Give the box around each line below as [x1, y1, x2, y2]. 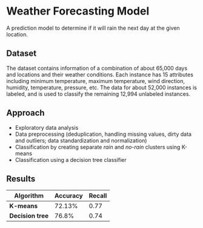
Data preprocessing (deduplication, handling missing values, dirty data [15, 130, 192, 138]
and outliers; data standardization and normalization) [15, 136, 147, 144]
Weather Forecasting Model [6, 4, 150, 18]
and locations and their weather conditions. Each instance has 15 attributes [6, 71, 194, 78]
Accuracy [54, 192, 83, 200]
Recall [88, 192, 107, 200]
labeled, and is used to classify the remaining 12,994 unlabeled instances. [6, 90, 191, 98]
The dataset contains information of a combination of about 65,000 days [6, 64, 188, 72]
